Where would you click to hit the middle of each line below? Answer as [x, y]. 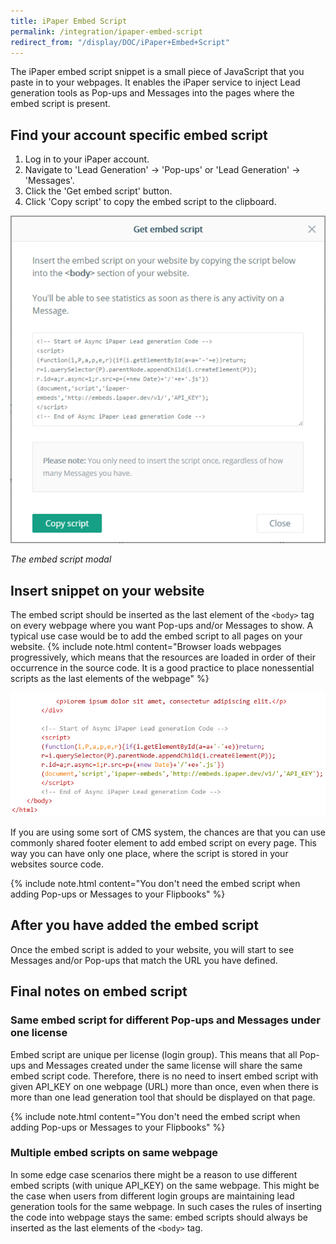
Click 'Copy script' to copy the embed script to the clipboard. [150, 202]
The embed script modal [61, 559]
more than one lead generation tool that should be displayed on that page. [163, 1097]
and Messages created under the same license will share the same [165, 1065]
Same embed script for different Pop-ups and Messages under [165, 1020]
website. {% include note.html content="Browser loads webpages [146, 647]
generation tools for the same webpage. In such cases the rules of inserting [166, 1206]
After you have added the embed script [135, 925]
